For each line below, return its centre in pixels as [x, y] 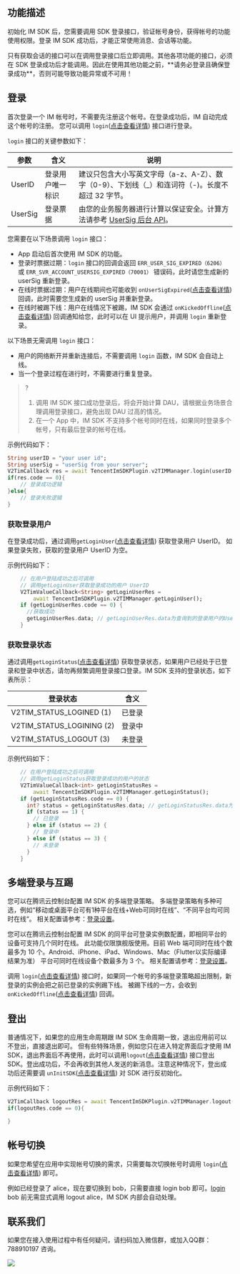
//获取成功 [40, 612]
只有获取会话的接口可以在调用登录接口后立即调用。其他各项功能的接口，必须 [120, 55]
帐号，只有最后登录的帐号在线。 [82, 429]
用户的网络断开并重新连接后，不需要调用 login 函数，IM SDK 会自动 [117, 355]
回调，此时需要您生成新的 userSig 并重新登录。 [87, 298]
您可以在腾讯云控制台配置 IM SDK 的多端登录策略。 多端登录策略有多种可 [115, 901]
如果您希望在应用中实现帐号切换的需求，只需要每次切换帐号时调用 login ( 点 [117, 1164]
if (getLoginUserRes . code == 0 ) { [71, 605]
